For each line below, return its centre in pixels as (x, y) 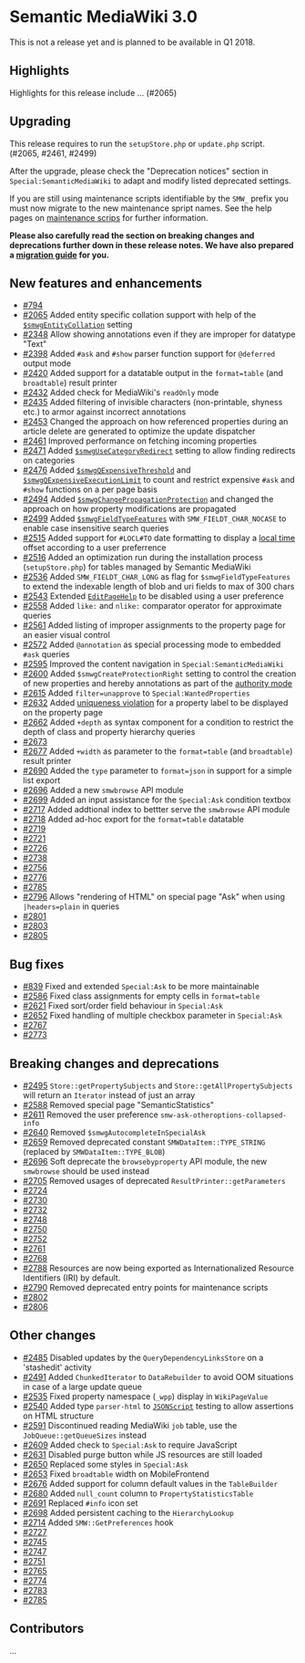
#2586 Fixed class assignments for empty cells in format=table (141, 996)
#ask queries (46, 654)
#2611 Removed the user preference (91, 1114)
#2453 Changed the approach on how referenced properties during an (155, 422)
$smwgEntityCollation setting (77, 325)
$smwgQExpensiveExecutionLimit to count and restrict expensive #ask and (158, 480)
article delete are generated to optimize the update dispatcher (139, 432)
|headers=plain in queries (71, 906)
